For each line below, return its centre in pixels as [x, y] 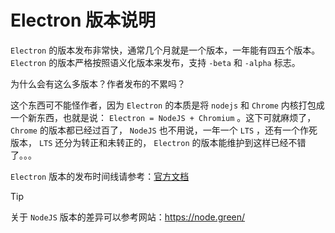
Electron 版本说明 [83, 20]
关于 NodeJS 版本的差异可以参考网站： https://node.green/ [128, 217]
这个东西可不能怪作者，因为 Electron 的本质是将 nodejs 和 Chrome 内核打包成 [167, 105]
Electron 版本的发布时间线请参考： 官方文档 [100, 176]
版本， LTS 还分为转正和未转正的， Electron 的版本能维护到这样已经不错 [158, 142]
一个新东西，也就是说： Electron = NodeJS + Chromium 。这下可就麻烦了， [163, 117]
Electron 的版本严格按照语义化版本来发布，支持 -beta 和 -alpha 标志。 [155, 62]
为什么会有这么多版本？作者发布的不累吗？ [98, 83]
